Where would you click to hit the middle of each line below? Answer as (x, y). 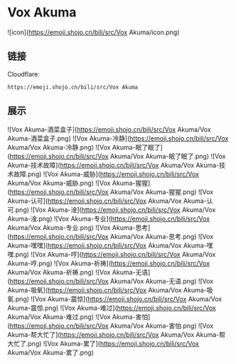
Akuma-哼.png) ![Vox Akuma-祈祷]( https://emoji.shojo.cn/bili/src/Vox (109, 263)
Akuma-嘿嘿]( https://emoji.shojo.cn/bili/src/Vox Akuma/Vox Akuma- (107, 245)
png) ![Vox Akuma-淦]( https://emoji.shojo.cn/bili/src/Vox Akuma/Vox (116, 209)
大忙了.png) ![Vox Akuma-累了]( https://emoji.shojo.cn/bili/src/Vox (103, 343)
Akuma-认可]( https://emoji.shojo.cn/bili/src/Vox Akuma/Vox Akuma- (107, 201)
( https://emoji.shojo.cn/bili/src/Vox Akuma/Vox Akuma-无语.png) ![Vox (111, 281)
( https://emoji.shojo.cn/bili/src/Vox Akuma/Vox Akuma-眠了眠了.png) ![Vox (117, 156)
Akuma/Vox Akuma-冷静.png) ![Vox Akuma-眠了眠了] (85, 147)
